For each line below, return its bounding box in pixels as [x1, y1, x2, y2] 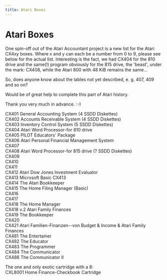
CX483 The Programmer [5, 243, 56, 249]
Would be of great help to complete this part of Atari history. [5, 91, 129, 97]
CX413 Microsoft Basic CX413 [5, 174, 66, 180]
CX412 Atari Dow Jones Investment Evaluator [5, 169, 98, 175]
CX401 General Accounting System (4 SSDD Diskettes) [5, 110, 118, 116]
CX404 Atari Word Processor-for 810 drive [5, 126, 93, 132]
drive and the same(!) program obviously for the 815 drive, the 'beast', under [5, 61, 162, 67]
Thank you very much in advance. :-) [5, 101, 81, 107]
